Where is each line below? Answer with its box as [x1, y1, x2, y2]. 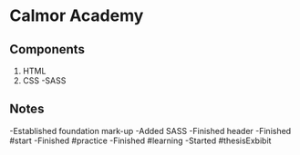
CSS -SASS [22, 75, 67, 86]
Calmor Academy [9, 5, 144, 26]
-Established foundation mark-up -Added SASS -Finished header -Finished [9, 125, 292, 136]
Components [9, 42, 85, 57]
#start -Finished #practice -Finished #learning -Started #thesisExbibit [9, 135, 272, 146]
